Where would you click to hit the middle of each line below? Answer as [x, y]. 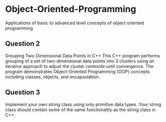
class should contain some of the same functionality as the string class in [81, 110]
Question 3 [23, 92]
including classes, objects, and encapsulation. [53, 77]
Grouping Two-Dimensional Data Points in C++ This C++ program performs [83, 56]
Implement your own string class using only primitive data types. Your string [83, 104]
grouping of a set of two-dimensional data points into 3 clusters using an [80, 61]
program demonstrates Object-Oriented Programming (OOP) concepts [78, 71]
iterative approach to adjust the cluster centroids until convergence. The [79, 66]
